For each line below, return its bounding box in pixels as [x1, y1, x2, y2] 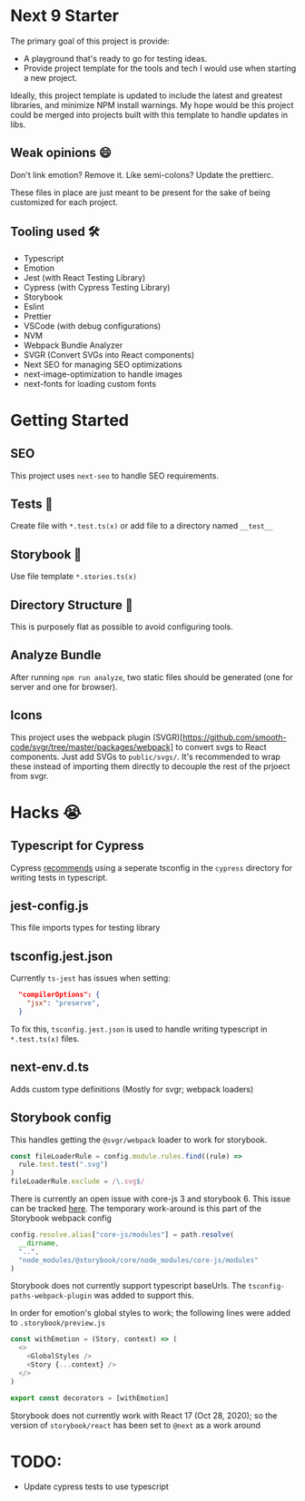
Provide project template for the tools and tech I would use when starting [23, 63, 297, 74]
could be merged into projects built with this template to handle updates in [10, 109, 289, 120]
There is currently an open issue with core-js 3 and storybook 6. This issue [10, 1193, 291, 1204]
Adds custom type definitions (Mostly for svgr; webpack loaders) [10, 1083, 254, 1094]
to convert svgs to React [175, 741, 267, 752]
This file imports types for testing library [10, 923, 161, 933]
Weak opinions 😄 [10, 145, 112, 161]
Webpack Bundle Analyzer [23, 340, 123, 351]
